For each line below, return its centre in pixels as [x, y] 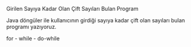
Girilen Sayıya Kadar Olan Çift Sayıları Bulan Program [72, 9]
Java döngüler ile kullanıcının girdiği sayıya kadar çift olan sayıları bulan [96, 20]
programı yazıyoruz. [31, 27]
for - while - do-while [33, 38]
